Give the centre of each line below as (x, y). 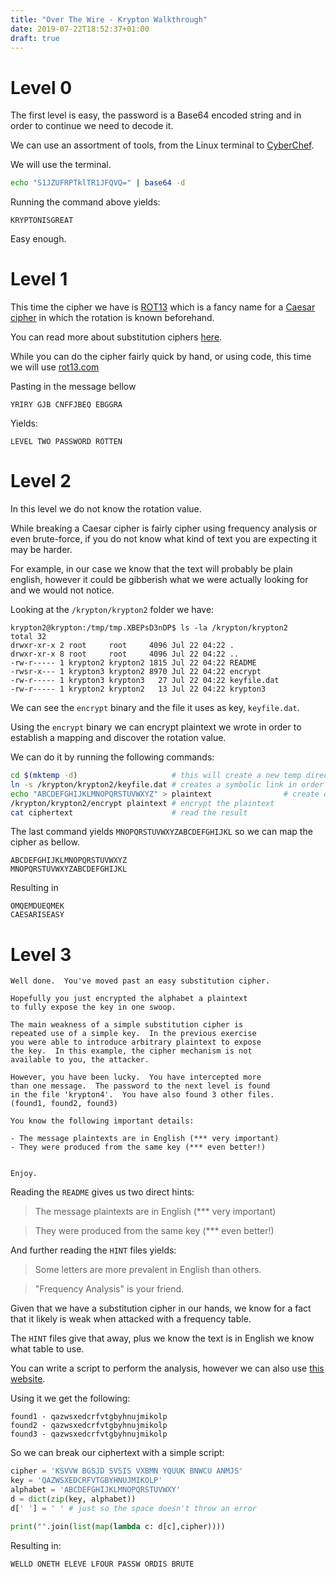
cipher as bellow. (45, 842)
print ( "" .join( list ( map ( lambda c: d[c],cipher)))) (118, 1526)
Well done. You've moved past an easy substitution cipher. (140, 981)
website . (28, 1379)
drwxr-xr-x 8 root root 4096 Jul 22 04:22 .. (125, 654)
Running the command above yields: (85, 202)
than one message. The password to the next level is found (140, 1086)
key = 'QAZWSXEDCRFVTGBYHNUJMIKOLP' (86, 1481)
